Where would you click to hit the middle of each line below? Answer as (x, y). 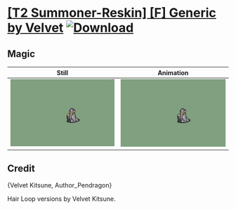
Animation (173, 72)
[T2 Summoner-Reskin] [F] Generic (112, 13)
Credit (21, 168)
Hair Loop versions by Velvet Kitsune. (61, 199)
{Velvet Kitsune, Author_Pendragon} (60, 185)
